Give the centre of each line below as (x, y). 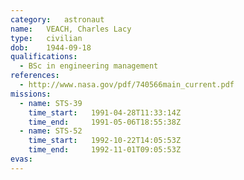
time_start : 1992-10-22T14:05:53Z (105, 141)
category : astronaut (57, 19)
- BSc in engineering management (89, 66)
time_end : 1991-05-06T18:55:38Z (105, 122)
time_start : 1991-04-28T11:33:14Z (105, 112)
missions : (31, 94)
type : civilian (46, 38)
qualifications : (44, 57)
